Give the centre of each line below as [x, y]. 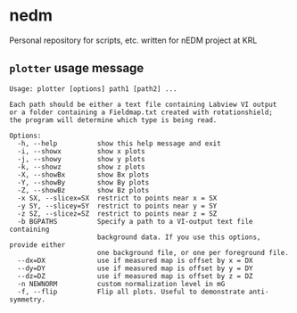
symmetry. [28, 300]
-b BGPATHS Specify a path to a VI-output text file [135, 221]
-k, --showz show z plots [81, 167]
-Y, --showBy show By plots [83, 182]
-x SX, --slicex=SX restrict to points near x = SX [117, 198]
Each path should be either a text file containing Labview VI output [143, 104]
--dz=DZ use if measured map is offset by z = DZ [135, 276]
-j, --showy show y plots [81, 159]
